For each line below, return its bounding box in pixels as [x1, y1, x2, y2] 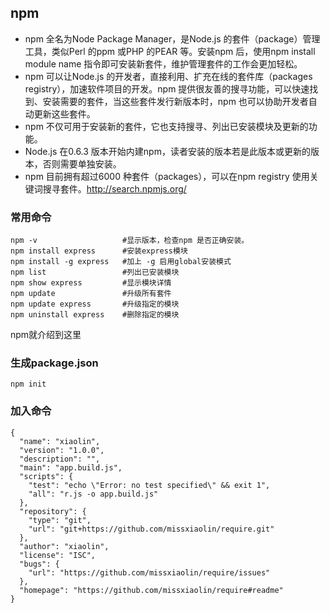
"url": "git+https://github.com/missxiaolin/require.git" [28, 524, 275, 534]
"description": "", [19, 454, 101, 464]
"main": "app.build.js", [19, 462, 123, 473]
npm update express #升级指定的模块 [10, 299, 180, 310]
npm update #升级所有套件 [10, 289, 172, 299]
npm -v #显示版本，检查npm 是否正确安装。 [10, 236, 250, 246]
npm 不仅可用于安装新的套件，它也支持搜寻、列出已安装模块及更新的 [24, 120, 309, 132]
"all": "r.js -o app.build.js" [28, 489, 159, 499]
